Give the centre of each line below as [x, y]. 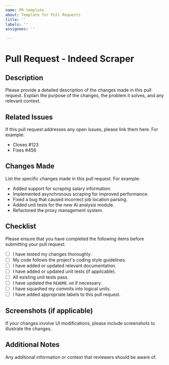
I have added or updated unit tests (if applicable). [64, 271]
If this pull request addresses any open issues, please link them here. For [82, 129]
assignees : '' [20, 29]
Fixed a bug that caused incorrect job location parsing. [70, 199]
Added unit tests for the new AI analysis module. [63, 205]
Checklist [21, 227]
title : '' [16, 19]
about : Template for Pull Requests [43, 15]
